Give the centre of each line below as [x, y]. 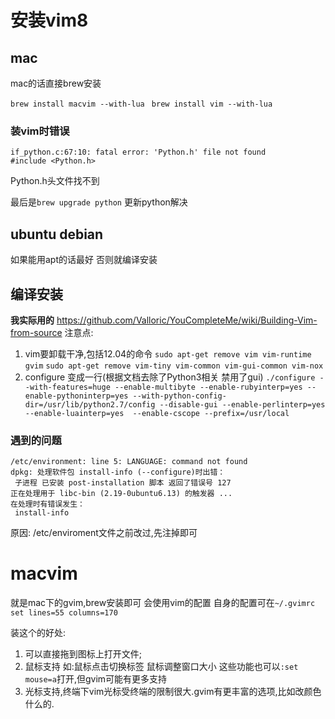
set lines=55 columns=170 [64, 613]
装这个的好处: [38, 633]
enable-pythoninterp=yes [76, 396]
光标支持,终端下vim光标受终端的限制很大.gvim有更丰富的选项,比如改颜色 [173, 692]
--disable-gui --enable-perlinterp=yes [242, 404]
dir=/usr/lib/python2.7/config [90, 404]
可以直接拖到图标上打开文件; [83, 654]
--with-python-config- [179, 396]
